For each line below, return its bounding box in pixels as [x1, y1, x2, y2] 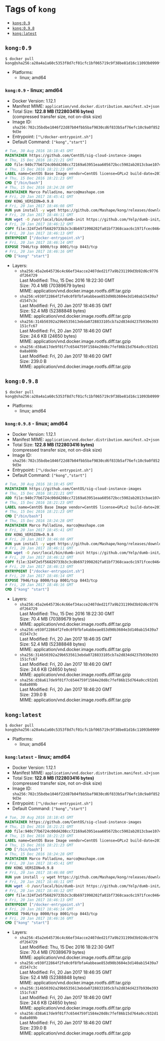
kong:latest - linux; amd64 [5, 753, 71, 760]
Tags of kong [5, 3, 56, 15]
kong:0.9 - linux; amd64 [5, 87, 63, 94]
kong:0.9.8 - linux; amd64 [5, 420, 68, 427]
